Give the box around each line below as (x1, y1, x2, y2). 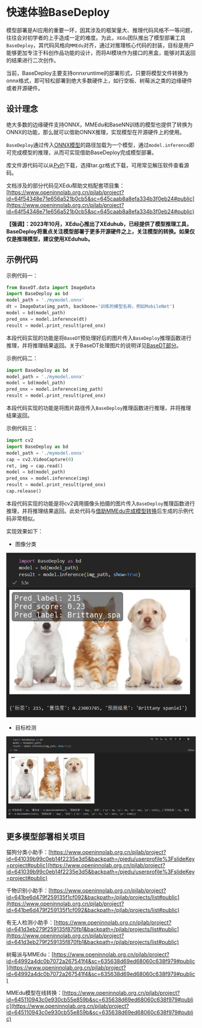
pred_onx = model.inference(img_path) (6, 386, 103, 392)
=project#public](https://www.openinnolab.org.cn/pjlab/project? (6, 862, 165, 869)
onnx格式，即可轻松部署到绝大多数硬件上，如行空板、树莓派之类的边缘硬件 (6, 76, 192, 84)
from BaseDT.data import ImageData (6, 284, 96, 291)
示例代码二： (6, 355, 38, 362)
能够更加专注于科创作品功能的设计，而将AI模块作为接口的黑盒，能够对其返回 (6, 49, 196, 56)
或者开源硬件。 (6, 84, 43, 91)
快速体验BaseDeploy (6, 5, 110, 19)
